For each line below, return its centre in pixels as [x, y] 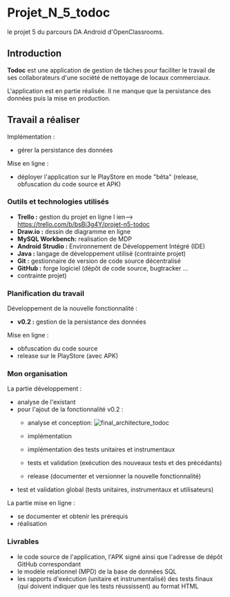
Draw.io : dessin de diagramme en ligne [74, 231]
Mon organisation [37, 374]
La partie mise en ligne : [41, 503]
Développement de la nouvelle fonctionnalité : [73, 309]
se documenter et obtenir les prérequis [73, 516]
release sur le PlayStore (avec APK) [68, 356]
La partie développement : [45, 389]
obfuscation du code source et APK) [69, 184]
